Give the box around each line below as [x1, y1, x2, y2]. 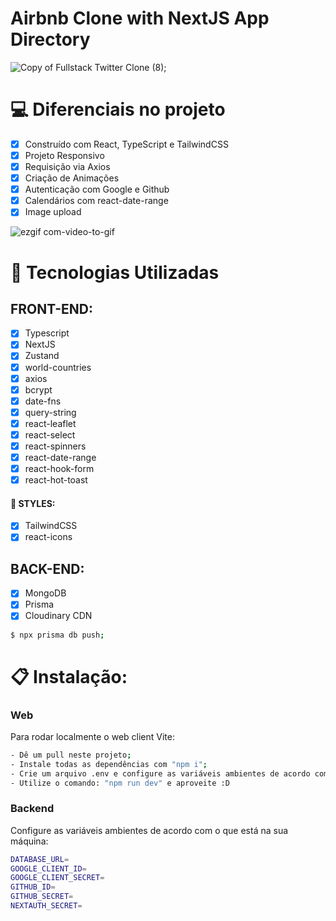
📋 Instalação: [10, 665, 128, 688]
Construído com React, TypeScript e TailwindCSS [24, 138, 229, 150]
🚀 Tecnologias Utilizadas [10, 261, 220, 284]
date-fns [24, 395, 62, 407]
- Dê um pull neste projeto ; [10, 750, 132, 760]
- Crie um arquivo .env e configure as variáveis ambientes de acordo [10, 768, 311, 779]
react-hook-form [24, 463, 95, 475]
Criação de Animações [24, 172, 120, 184]
